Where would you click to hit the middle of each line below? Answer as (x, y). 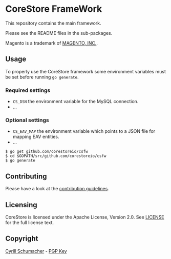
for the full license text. (30, 222)
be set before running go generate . (42, 77)
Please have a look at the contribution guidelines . (57, 189)
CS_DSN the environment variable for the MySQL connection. (76, 102)
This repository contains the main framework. (53, 23)
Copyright (22, 239)
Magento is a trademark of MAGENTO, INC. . (52, 43)
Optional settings (27, 120)
